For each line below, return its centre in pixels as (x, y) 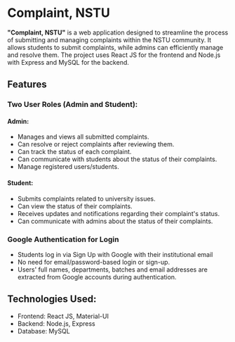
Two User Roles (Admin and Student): (73, 105)
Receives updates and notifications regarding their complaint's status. (118, 213)
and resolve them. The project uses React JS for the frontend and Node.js (114, 55)
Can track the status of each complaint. (74, 152)
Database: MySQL (43, 331)
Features (27, 85)
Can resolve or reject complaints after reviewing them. (96, 144)
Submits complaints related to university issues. (86, 198)
